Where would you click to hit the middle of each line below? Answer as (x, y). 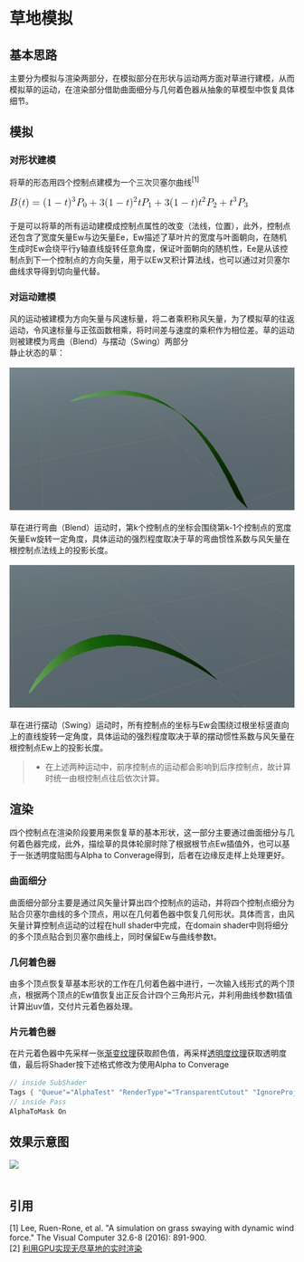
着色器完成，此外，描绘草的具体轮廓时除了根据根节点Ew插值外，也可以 (149, 844)
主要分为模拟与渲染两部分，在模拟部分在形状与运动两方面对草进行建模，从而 (152, 78)
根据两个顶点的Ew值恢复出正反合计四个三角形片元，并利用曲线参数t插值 (159, 995)
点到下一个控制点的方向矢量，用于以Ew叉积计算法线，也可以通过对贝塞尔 (153, 260)
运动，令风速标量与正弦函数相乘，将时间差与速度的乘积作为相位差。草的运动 (152, 330)
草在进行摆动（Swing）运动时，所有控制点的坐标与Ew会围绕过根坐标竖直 (146, 724)
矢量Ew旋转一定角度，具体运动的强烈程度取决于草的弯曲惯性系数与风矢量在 (150, 539)
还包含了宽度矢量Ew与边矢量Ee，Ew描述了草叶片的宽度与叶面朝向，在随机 (148, 237)
